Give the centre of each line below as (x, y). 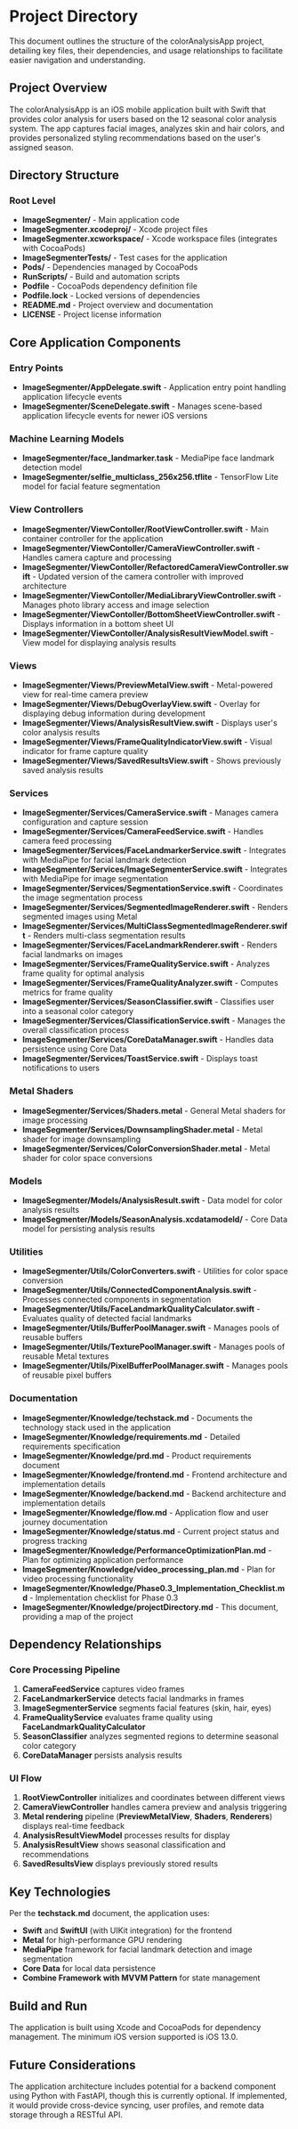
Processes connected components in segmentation (117, 1300)
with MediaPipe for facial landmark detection (104, 860)
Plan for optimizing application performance (103, 1559)
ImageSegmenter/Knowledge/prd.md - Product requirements (137, 1455)
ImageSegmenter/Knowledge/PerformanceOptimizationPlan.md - (147, 1550)
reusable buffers (52, 1337)
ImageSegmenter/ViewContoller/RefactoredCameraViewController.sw (155, 566)
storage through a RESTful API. (66, 2114)
